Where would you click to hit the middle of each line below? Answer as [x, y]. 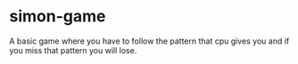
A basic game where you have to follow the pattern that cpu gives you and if [149, 41]
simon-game [58, 16]
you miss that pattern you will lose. [73, 50]
